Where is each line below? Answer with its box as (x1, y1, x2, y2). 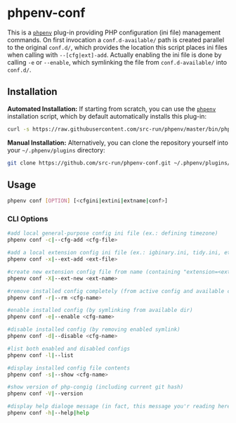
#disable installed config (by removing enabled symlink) (7, 326, 181, 333)
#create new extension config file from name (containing (7, 268, 181, 275)
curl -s (7, 125, 30, 133)
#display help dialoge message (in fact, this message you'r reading (7, 403, 216, 410)
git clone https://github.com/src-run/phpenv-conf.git (7, 160, 171, 167)
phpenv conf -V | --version (7, 390, 83, 398)
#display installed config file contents (7, 364, 131, 372)
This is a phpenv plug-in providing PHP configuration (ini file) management (7, 28, 221, 37)
